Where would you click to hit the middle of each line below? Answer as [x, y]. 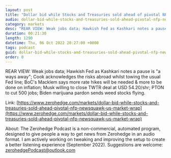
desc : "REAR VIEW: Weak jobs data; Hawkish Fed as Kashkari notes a [79, 29]
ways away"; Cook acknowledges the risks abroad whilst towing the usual [83, 77]
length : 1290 [19, 38]
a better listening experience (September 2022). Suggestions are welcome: [84, 145]
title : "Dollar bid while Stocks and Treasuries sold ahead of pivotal [83, 15]
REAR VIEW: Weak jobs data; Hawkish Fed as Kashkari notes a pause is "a [83, 71]
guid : [11, 52]
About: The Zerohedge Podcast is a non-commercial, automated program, [83, 129]
